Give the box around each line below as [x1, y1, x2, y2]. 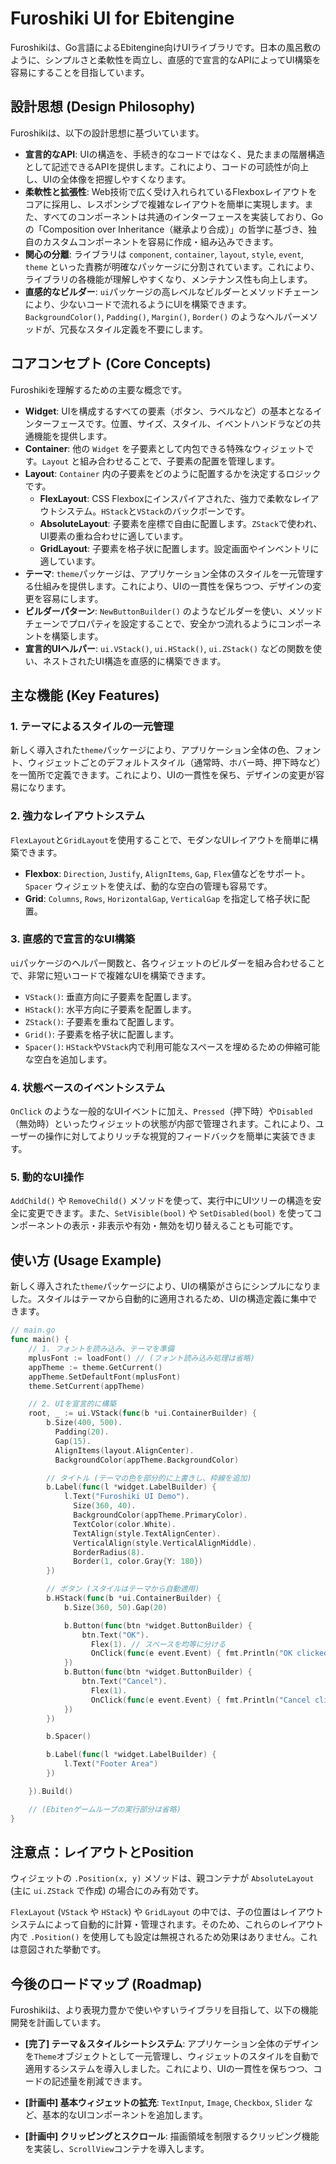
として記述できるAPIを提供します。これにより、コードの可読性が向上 [24, 160, 310, 172]
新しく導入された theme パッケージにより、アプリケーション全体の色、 [10, 744, 295, 756]
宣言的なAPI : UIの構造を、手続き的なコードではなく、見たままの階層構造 [24, 148, 325, 160]
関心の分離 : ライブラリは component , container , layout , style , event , [24, 248, 305, 260]
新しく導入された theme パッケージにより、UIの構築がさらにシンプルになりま [10, 1280, 322, 1292]
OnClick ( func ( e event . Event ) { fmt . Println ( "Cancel [90, 1695, 311, 1705]
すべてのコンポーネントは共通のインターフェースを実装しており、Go [42, 210, 324, 222]
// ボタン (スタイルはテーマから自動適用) [46, 1584, 200, 1594]
